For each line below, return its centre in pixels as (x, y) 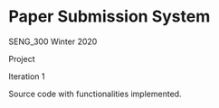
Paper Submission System (109, 17)
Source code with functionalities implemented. (95, 94)
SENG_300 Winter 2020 (53, 41)
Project (22, 58)
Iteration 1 (27, 76)
